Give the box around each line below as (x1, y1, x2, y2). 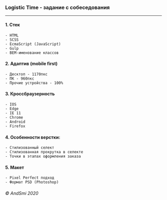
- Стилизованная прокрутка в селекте (5, 150, 83, 155)
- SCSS (5, 37, 19, 42)
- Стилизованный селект (5, 145, 55, 150)
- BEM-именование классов (5, 50, 59, 55)
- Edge (5, 106, 19, 111)
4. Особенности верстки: (5, 134, 61, 140)
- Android (5, 119, 26, 124)
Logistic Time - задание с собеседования (5, 4, 110, 11)
